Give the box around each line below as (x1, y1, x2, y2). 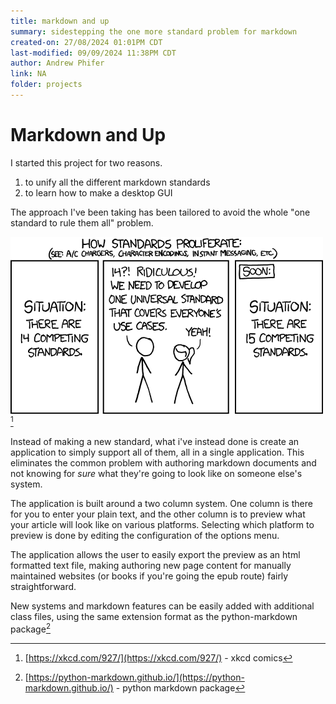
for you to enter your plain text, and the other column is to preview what (10, 508, 306, 520)
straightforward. (10, 581, 77, 593)
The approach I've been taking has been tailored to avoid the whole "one (10, 206, 311, 218)
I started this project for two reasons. (10, 156, 163, 169)
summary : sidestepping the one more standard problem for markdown (10, 26, 298, 37)
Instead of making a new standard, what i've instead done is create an (10, 436, 300, 448)
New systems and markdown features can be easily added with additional (10, 600, 315, 612)
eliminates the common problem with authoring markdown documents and (10, 457, 317, 469)
